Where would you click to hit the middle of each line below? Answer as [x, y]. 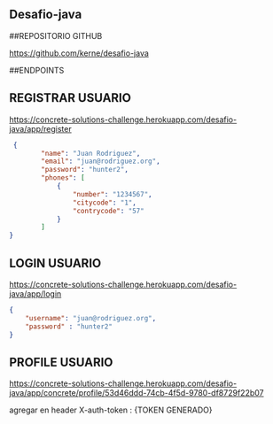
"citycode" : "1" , [105, 203]
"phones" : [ [63, 178]
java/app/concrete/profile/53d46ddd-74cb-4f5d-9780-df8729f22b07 [136, 393]
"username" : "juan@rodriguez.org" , [91, 318]
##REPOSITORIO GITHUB [56, 35]
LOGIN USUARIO [55, 263]
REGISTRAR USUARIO [70, 98]
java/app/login [35, 293]
